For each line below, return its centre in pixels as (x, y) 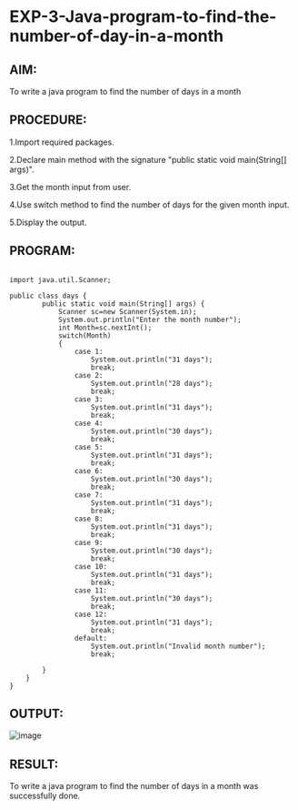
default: (90, 638)
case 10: (90, 566)
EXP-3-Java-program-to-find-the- (143, 17)
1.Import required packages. (62, 142)
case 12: (90, 614)
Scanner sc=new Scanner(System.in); (127, 311)
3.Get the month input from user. (70, 187)
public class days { (49, 296)
